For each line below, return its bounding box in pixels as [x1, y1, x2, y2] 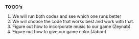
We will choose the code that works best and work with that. [12, 19, 135, 24]
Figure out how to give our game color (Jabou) [12, 29, 107, 34]
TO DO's [5, 4, 23, 10]
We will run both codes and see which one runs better [12, 13, 121, 19]
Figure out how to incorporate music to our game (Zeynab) [12, 24, 131, 29]
